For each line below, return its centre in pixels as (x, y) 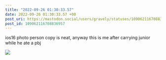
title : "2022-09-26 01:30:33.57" (40, 10)
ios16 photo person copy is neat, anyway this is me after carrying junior (78, 38)
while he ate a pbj (23, 43)
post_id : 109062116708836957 (35, 24)
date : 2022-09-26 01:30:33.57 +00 (41, 14)
